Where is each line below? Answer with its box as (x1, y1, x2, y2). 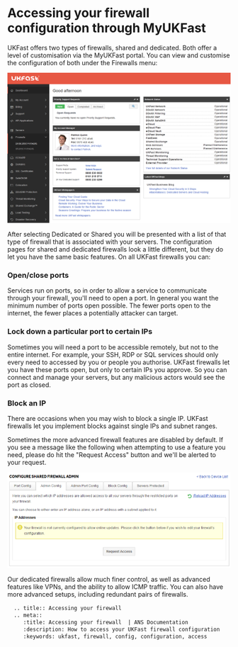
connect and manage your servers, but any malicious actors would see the (7, 373, 225, 381)
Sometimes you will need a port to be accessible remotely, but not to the (7, 342, 219, 351)
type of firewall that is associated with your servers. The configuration (7, 237, 212, 246)
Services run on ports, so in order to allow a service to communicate (7, 286, 208, 295)
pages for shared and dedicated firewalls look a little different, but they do (7, 245, 224, 254)
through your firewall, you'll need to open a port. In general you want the (7, 294, 219, 303)
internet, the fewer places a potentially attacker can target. (7, 309, 178, 317)
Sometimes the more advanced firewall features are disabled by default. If (7, 435, 224, 444)
